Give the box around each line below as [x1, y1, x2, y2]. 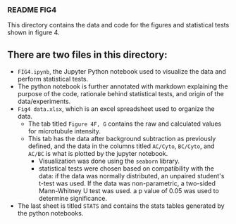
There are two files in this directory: [7, 48, 168, 60]
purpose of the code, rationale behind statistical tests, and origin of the [17, 90, 224, 98]
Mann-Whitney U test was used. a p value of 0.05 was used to [38, 187, 220, 195]
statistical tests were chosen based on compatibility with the [38, 164, 215, 173]
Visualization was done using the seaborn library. [38, 157, 180, 166]
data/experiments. [17, 97, 71, 106]
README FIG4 [7, 5, 57, 15]
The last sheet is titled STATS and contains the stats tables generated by [17, 202, 225, 210]
